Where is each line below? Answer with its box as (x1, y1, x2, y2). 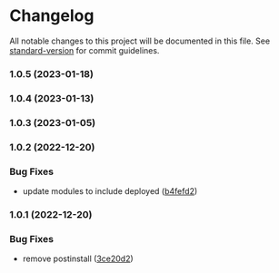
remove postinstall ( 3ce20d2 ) (22, 253, 134, 264)
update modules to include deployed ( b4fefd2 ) (22, 185, 198, 196)
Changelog (9, 5, 95, 26)
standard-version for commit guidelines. (9, 44, 160, 55)
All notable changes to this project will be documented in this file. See (9, 35, 271, 46)
